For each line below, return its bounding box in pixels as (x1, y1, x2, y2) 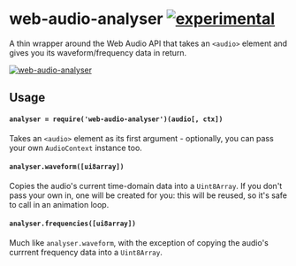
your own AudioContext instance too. (9, 142, 143, 153)
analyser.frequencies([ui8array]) (9, 219, 137, 229)
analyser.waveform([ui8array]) (9, 163, 125, 171)
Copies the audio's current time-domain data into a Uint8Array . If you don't (9, 180, 283, 191)
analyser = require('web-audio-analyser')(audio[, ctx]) (9, 115, 224, 124)
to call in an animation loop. (9, 199, 110, 209)
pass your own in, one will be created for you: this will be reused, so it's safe (9, 190, 287, 201)
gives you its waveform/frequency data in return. (9, 47, 187, 57)
